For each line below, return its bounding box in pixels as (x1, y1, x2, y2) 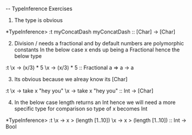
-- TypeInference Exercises (5, 5, 73, 12)
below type (14, 53, 42, 59)
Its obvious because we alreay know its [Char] (14, 76, 128, 82)
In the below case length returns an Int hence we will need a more (14, 99, 176, 106)
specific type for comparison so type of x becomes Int (14, 105, 148, 112)
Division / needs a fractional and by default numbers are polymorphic (14, 40, 184, 47)
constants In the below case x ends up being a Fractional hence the (14, 46, 180, 53)
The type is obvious (14, 17, 63, 23)
